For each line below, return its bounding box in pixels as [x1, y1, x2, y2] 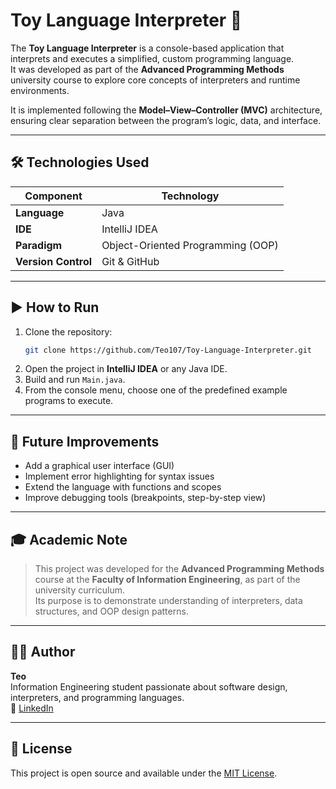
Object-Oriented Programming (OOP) [101, 238, 279, 252]
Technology [161, 189, 220, 203]
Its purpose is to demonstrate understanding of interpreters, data [34, 595, 303, 607]
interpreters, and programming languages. [10, 691, 185, 703]
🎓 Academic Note [10, 531, 128, 548]
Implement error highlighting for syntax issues [24, 470, 215, 483]
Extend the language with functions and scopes [24, 481, 222, 493]
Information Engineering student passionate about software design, [10, 680, 288, 693]
